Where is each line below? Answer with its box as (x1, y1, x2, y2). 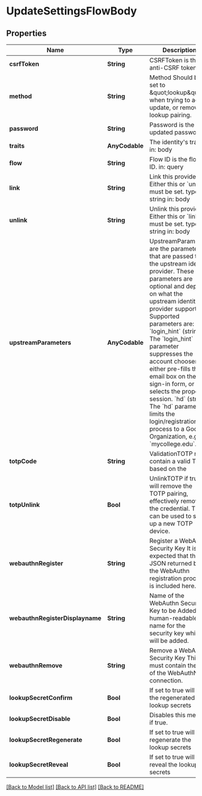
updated (149, 128, 173, 136)
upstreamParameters (9, 338, 72, 347)
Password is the (149, 121, 195, 129)
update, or (149, 103, 179, 112)
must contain (149, 661, 186, 669)
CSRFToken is (149, 56, 189, 64)
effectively (149, 497, 179, 505)
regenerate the (149, 736, 191, 744)
